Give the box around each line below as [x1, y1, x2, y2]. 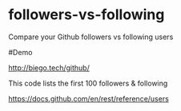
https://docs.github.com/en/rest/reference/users [8, 93, 170, 103]
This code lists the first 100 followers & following [8, 78, 168, 88]
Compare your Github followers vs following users [8, 32, 174, 42]
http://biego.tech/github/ [8, 62, 90, 73]
